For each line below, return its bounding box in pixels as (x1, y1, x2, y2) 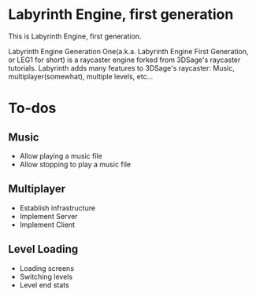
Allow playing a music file (19, 151, 102, 160)
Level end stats (19, 280, 69, 290)
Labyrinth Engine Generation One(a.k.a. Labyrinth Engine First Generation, (8, 46, 249, 56)
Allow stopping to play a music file (19, 159, 132, 169)
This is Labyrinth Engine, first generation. (8, 31, 142, 41)
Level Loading (8, 243, 79, 256)
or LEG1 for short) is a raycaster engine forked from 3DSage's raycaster (8, 55, 241, 64)
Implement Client (19, 220, 76, 229)
